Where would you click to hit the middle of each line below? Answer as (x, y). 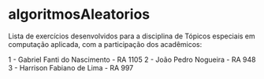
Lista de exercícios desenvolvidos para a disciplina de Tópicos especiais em (132, 36)
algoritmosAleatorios (79, 14)
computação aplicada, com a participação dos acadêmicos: (105, 44)
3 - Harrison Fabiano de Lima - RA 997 (71, 67)
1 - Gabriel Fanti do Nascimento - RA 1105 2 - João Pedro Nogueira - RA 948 (132, 59)
